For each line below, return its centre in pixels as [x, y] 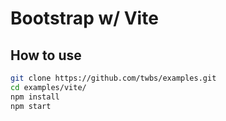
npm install [35, 97]
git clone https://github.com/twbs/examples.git [113, 78]
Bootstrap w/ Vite [84, 18]
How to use [46, 55]
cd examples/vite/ [48, 87]
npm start [31, 106]
